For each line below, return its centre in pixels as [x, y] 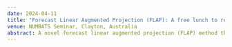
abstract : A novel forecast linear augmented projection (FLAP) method [112, 33]
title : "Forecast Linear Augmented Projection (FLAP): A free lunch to [112, 20]
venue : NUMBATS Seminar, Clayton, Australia [72, 26]
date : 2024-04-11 [32, 13]
